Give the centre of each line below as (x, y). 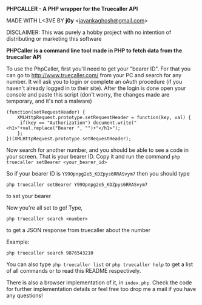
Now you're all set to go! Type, (45, 208)
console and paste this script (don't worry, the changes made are (88, 94)
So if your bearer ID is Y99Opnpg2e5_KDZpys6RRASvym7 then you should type (98, 173)
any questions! (25, 295)
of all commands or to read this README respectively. (74, 271)
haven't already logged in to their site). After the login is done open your (96, 88)
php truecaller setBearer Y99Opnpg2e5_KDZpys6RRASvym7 (77, 185)
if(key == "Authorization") (55, 123)
